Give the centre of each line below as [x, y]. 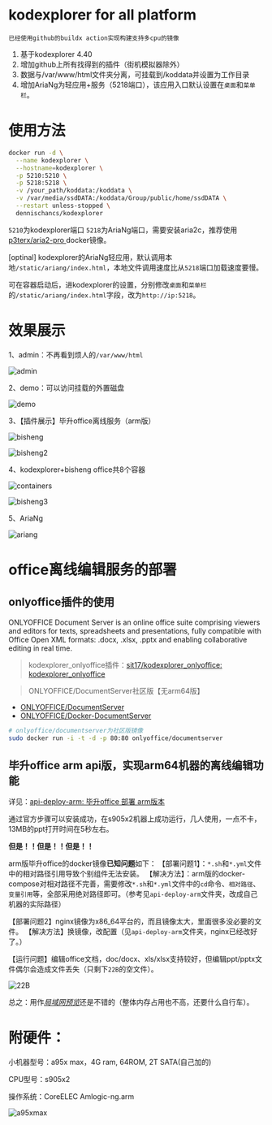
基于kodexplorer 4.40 [56, 54]
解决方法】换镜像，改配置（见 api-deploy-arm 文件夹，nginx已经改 [141, 932]
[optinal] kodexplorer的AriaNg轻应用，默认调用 [87, 257]
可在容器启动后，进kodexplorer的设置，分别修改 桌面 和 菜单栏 [108, 284]
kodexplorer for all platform [103, 15]
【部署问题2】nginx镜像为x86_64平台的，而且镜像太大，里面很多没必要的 [132, 922]
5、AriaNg [26, 518]
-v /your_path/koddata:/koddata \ [74, 191]
